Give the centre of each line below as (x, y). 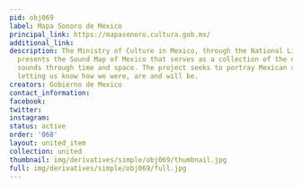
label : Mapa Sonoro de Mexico (66, 26)
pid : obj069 (31, 18)
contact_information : (50, 93)
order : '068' (34, 135)
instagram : (30, 118)
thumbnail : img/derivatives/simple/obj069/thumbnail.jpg (118, 160)
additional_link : (42, 43)
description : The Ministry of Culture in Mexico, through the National (146, 51)
